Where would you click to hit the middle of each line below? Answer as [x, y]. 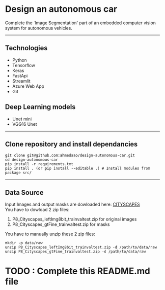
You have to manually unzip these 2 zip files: [50, 234]
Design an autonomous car [61, 9]
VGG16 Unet [25, 124]
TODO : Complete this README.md [78, 271]
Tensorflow [24, 65]
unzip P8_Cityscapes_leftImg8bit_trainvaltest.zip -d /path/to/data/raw [81, 248]
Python [19, 60]
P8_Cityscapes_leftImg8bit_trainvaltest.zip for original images [74, 219]
